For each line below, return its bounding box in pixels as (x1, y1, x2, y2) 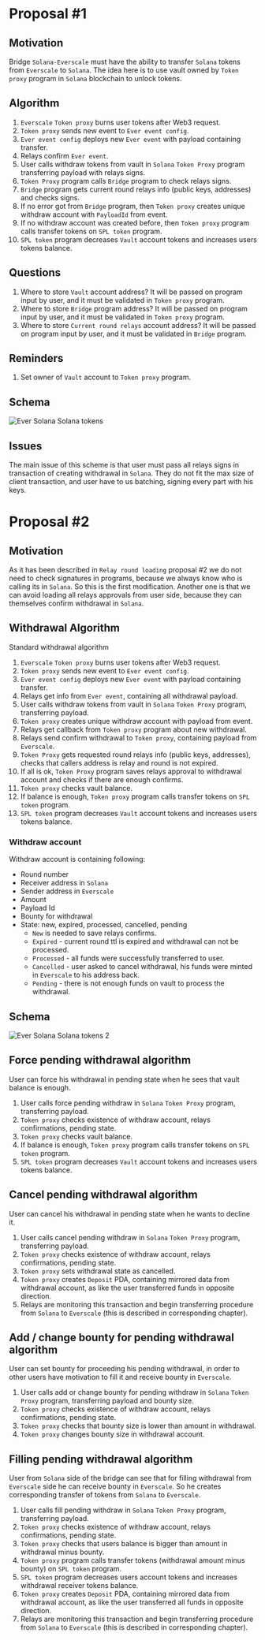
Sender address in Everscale (20, 886, 114, 896)
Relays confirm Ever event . (20, 151, 109, 160)
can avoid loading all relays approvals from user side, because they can (9, 591, 242, 600)
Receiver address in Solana (20, 878, 109, 888)
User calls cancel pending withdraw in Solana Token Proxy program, (20, 1232, 241, 1242)
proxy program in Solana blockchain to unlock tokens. (9, 74, 182, 83)
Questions (9, 266, 62, 280)
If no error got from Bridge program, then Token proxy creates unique (20, 201, 245, 211)
